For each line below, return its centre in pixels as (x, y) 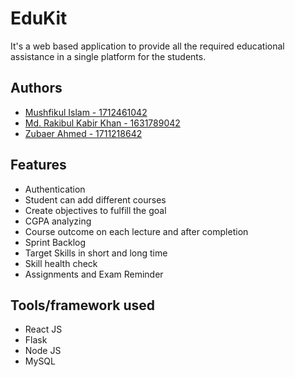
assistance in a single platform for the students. (108, 56)
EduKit (39, 18)
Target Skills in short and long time (96, 253)
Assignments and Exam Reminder (94, 274)
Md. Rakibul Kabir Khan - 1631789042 (102, 123)
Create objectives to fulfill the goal (95, 210)
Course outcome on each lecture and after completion (136, 231)
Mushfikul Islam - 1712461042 (86, 112)
